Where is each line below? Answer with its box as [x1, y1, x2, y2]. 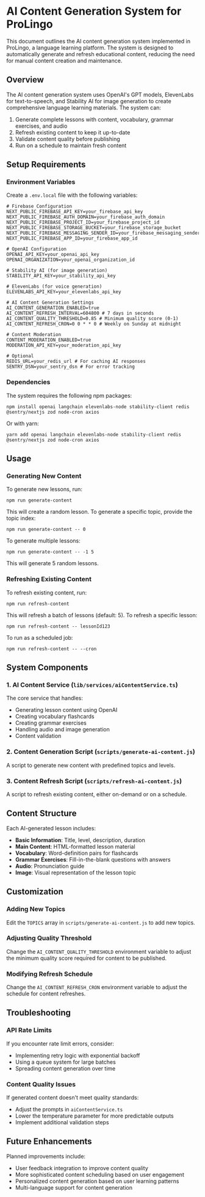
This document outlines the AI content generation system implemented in [6, 37, 191, 45]
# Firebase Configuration [6, 203, 72, 210]
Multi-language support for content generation [15, 1184, 133, 1191]
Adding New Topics [6, 905, 66, 913]
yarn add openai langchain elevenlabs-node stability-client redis [6, 431, 182, 437]
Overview [6, 75, 45, 85]
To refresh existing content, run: [6, 588, 87, 596]
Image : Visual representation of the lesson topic [15, 869, 136, 876]
